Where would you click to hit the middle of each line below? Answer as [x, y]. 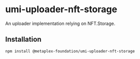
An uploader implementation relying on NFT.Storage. [60, 23]
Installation [23, 39]
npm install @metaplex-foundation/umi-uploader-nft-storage [70, 51]
